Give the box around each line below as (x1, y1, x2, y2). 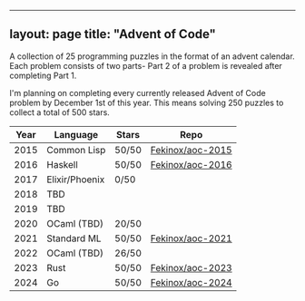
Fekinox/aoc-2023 (150, 261, 233, 274)
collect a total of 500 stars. (9, 106, 111, 118)
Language (54, 128, 99, 141)
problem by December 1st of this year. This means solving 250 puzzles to (9, 97, 284, 108)
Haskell (46, 158, 79, 170)
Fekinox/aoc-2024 (150, 276, 233, 288)
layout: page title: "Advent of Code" (9, 26, 216, 42)
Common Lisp (46, 143, 106, 156)
